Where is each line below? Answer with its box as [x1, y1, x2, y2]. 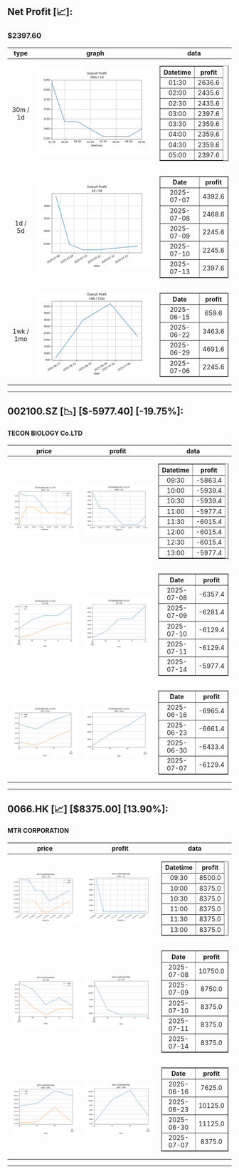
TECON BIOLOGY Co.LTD [7, 429, 83, 437]
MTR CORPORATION [7, 827, 70, 835]
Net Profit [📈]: [7, 6, 73, 18]
